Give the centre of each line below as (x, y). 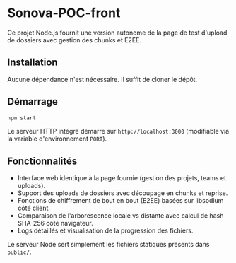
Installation (33, 63)
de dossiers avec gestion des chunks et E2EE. (75, 40)
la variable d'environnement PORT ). (57, 139)
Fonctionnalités (42, 161)
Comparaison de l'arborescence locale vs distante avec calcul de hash (120, 216)
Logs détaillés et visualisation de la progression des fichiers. (105, 230)
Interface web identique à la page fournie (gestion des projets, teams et (122, 178)
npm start (22, 118)
